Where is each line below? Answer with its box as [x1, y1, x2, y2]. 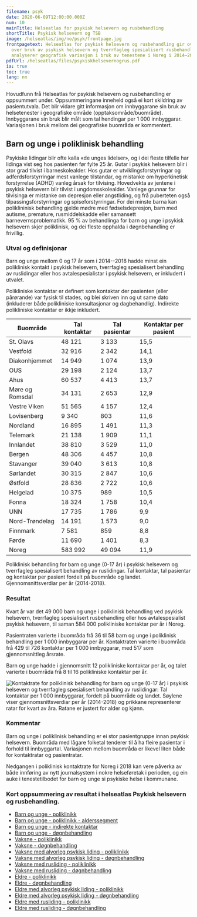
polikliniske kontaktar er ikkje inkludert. [6, 307, 101, 314]
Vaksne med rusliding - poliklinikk [14, 860, 97, 868]
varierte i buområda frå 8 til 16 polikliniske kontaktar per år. [6, 668, 148, 675]
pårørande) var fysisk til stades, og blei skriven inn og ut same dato [6, 294, 169, 301]
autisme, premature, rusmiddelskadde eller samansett [6, 210, 136, 218]
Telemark [9, 431, 35, 439]
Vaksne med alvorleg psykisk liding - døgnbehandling [14, 855, 145, 862]
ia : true [6, 63, 28, 69]
